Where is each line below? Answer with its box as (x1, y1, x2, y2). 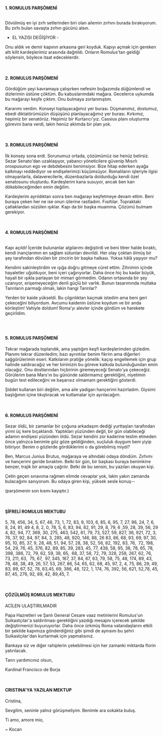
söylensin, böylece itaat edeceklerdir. (5, 55, 80, 61)
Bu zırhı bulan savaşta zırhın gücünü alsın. (5, 25, 90, 31)
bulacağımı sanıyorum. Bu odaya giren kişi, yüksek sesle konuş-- (5, 478, 135, 484)
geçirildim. (5, 310, 26, 316)
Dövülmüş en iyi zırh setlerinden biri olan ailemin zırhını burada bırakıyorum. (5, 20, 157, 26)
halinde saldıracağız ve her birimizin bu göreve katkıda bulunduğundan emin (5, 362, 158, 368)
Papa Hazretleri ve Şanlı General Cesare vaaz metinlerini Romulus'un (5, 612, 143, 618)
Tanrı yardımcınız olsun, (5, 657, 53, 663)
